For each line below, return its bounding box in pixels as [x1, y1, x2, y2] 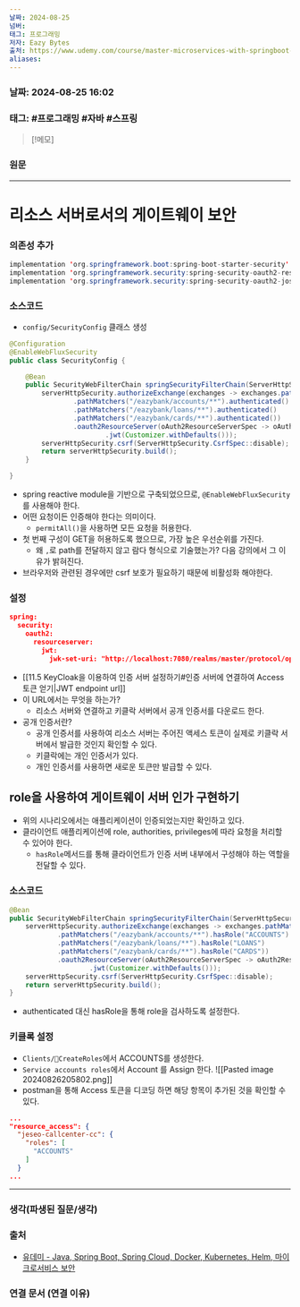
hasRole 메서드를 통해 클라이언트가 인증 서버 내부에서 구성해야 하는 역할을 [35, 849, 290, 859]
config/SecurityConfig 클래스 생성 [21, 321, 147, 332]
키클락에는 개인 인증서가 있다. [35, 749, 138, 761]
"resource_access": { [9, 1122, 90, 1131]
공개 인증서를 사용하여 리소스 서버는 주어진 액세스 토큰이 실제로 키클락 [35, 727, 279, 739]
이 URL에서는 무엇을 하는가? [21, 694, 121, 705]
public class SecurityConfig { [9, 355, 126, 365]
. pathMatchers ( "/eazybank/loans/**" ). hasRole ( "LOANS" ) [56, 939, 266, 948]
